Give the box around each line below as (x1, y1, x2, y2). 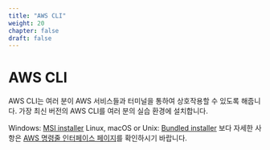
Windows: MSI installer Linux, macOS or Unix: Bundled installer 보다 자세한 (8, 124, 253, 133)
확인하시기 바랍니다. (124, 133, 187, 143)
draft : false (8, 34, 52, 43)
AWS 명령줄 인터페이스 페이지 (22, 133, 117, 143)
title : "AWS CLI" (8, 11, 67, 20)
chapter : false (8, 26, 59, 34)
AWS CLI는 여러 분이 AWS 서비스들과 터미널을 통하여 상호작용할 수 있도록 (8, 96, 239, 106)
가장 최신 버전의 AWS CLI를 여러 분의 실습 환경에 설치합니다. (18, 106, 209, 116)
